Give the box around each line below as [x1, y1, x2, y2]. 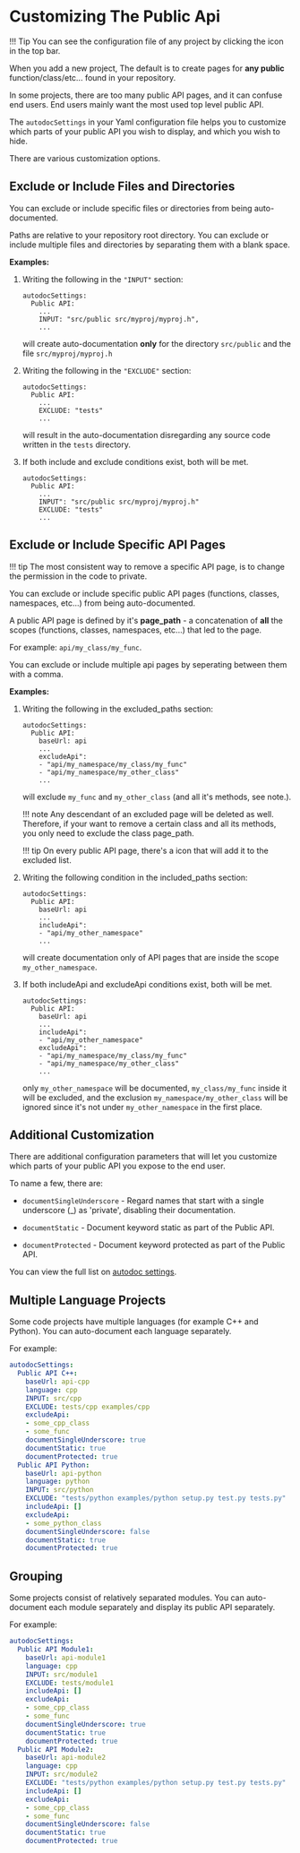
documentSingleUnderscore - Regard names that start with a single [21, 1195, 264, 1206]
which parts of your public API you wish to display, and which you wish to [9, 125, 280, 136]
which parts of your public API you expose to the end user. [9, 1160, 226, 1171]
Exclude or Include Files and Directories [9, 179, 236, 194]
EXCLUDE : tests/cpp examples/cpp [25, 1402, 150, 1411]
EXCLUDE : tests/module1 [25, 1678, 115, 1687]
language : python [25, 1477, 90, 1487]
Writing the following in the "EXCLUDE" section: [21, 365, 192, 375]
